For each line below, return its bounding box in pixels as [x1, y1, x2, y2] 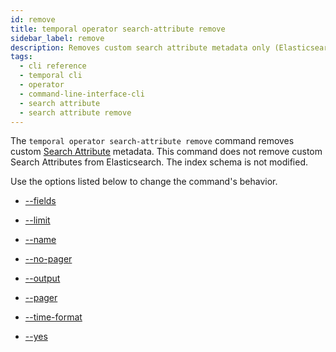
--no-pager [24, 253, 73, 265]
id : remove [10, 14, 56, 25]
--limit [24, 214, 51, 226]
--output [24, 272, 61, 285]
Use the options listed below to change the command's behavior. [10, 176, 278, 188]
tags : [10, 52, 33, 62]
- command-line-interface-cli [19, 89, 145, 99]
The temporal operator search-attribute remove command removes [10, 135, 295, 147]
